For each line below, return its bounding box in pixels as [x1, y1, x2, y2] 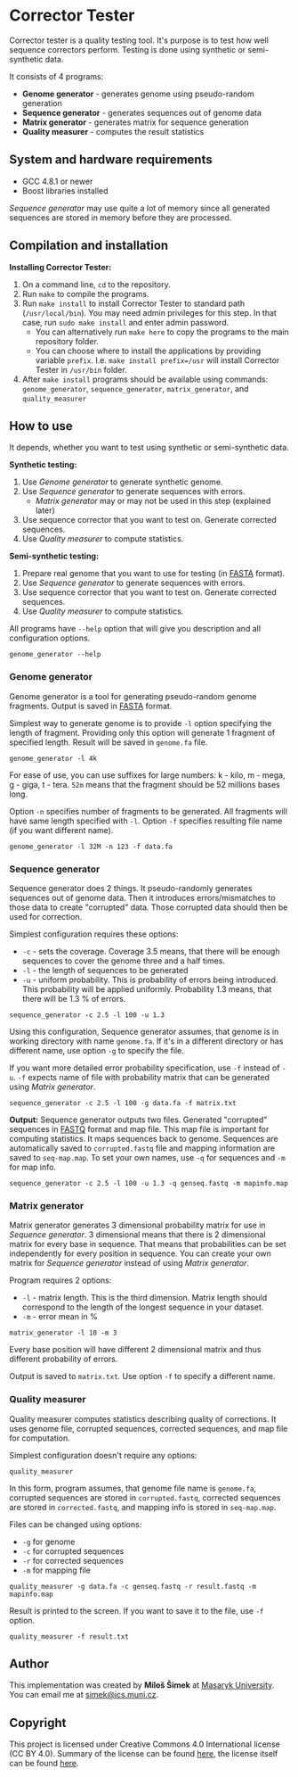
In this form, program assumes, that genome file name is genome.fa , [9, 1483, 256, 1493]
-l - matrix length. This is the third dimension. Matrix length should [21, 1293, 268, 1303]
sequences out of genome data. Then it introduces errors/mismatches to [9, 892, 276, 903]
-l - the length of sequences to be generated [21, 964, 189, 975]
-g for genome [21, 1536, 76, 1547]
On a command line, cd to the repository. [21, 278, 171, 290]
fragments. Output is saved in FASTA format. [9, 700, 173, 711]
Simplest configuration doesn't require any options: [9, 1450, 197, 1460]
